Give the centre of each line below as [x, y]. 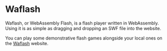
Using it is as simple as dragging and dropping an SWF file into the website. [83, 28]
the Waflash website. [27, 43]
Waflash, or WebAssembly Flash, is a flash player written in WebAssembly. [82, 23]
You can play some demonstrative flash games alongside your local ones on [84, 38]
